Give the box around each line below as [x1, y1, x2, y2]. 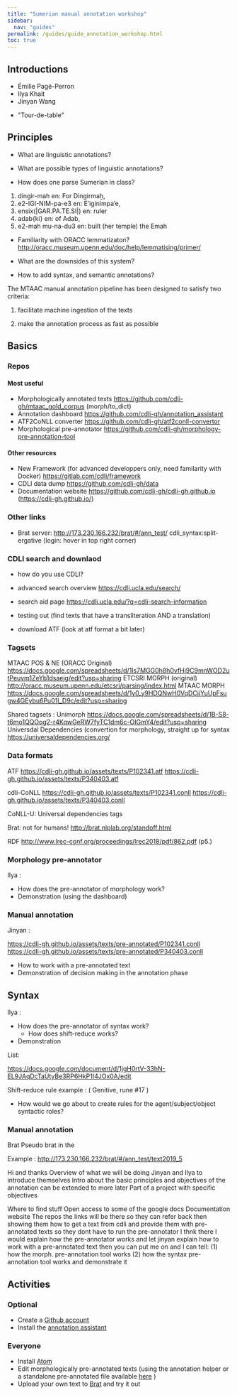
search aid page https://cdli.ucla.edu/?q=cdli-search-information [17, 597, 207, 606]
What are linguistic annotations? [17, 150, 112, 158]
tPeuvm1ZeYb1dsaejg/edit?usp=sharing [7, 674, 122, 683]
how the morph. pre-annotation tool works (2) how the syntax [7, 1250, 187, 1259]
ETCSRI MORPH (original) [122, 674, 198, 683]
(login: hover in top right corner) [43, 536, 137, 544]
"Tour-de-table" [17, 111, 65, 119]
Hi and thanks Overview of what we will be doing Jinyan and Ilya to [7, 1168, 203, 1177]
